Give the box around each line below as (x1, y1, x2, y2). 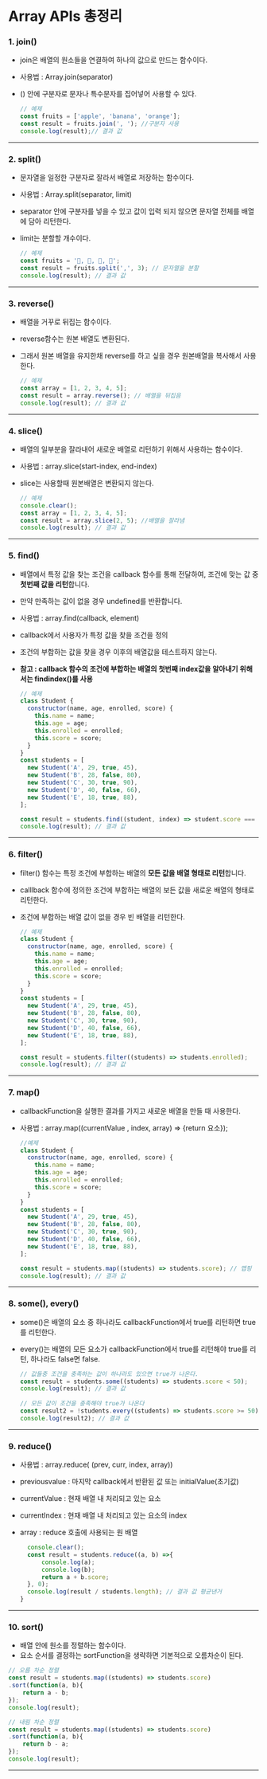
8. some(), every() (8, 1298, 79, 1309)
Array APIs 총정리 (8, 7, 123, 25)
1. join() (8, 37, 37, 48)
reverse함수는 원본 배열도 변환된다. (19, 334, 130, 343)
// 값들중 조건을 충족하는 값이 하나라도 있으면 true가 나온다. (19, 1370, 199, 1378)
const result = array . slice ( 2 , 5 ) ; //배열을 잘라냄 (19, 516, 185, 524)
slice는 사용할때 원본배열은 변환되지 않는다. (19, 478, 154, 488)
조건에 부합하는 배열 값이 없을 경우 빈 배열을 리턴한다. (19, 911, 185, 921)
